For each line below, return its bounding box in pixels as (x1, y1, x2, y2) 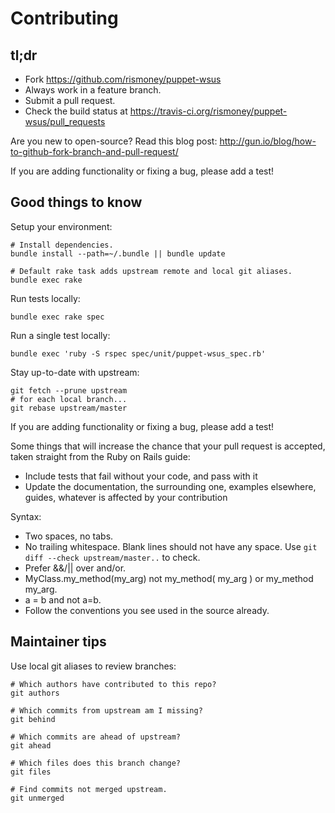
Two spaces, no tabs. (24, 530, 114, 542)
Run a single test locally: (10, 329, 111, 341)
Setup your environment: (10, 220, 113, 232)
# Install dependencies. (10, 240, 114, 250)
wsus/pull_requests (24, 116, 106, 127)
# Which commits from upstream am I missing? (10, 705, 203, 716)
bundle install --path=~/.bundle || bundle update (10, 248, 226, 259)
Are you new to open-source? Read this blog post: (10, 135, 218, 147)
